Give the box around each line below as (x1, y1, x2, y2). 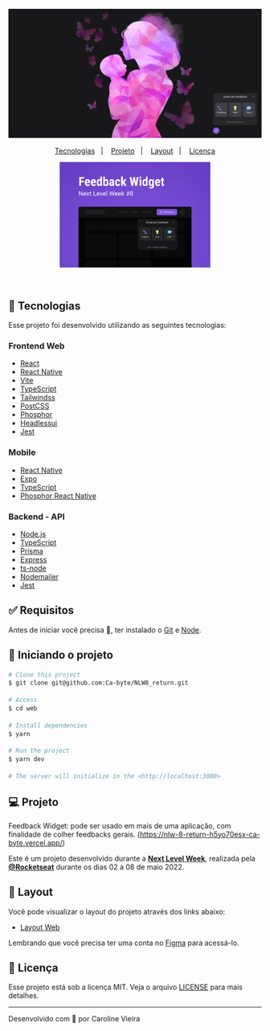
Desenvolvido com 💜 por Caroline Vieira (8, 1014, 141, 1024)
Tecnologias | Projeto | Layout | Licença (55, 145, 215, 155)
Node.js (19, 529, 47, 538)
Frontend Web (8, 341, 65, 351)
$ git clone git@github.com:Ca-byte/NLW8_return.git (8, 679, 189, 687)
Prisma (19, 546, 44, 555)
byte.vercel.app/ (8, 837, 63, 848)
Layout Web (19, 922, 60, 932)
